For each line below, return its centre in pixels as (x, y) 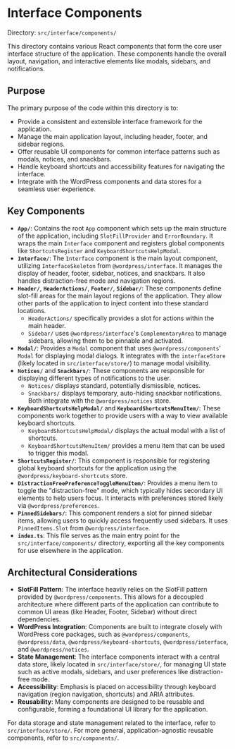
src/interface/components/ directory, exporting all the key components (121, 543)
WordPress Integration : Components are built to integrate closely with (120, 627)
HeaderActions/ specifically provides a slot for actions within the (121, 318)
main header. (47, 325)
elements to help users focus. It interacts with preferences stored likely (120, 498)
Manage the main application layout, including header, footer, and (112, 136)
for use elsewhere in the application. (70, 550)
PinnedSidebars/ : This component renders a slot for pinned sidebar (115, 513)
